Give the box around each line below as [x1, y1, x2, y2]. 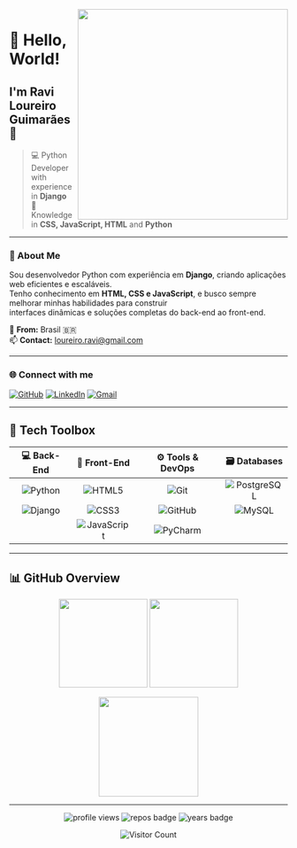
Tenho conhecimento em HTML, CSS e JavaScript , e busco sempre [9, 288, 256, 300]
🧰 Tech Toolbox [9, 423, 95, 438]
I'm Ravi [9, 84, 55, 99]
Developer [30, 163, 69, 173]
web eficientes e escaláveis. [9, 279, 112, 290]
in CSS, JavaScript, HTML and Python [30, 219, 172, 230]
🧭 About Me [9, 249, 61, 261]
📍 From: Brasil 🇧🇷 [9, 324, 77, 335]
